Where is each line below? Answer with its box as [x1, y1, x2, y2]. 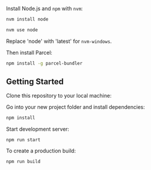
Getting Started [6, 76, 64, 87]
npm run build [6, 159, 41, 165]
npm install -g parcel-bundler [6, 60, 83, 66]
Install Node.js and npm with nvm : [6, 5, 83, 12]
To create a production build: [6, 147, 76, 155]
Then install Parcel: [6, 49, 53, 56]
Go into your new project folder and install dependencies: [6, 104, 145, 111]
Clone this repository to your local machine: [6, 92, 112, 99]
